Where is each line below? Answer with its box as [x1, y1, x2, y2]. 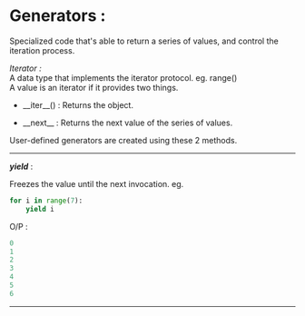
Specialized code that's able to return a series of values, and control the [9, 35, 279, 46]
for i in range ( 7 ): [9, 196, 84, 205]
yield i [25, 204, 54, 213]
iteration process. [9, 44, 75, 55]
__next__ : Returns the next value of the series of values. [22, 117, 233, 128]
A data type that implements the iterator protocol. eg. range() [9, 72, 238, 83]
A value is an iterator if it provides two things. [9, 82, 179, 93]
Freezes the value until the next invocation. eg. [9, 178, 184, 189]
